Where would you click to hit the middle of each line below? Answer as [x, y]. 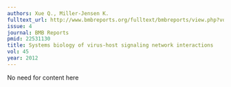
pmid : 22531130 [29, 39]
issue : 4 [20, 26]
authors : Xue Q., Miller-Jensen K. [58, 13]
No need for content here [43, 77]
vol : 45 [18, 52]
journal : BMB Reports [38, 33]
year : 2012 [23, 58]
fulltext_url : [27, 20]
